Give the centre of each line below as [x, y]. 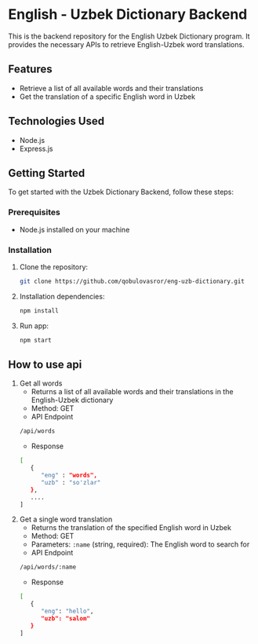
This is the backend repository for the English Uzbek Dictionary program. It [129, 36]
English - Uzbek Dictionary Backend [128, 15]
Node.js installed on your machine [74, 229]
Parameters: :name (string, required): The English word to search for [140, 544]
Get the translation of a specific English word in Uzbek [107, 97]
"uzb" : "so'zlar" [71, 482]
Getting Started [47, 173]
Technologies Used [56, 121]
